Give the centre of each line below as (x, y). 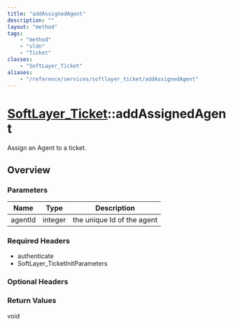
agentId (23, 220)
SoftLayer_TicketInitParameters (62, 264)
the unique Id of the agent (115, 220)
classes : (20, 60)
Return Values (32, 301)
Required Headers (38, 240)
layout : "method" (33, 27)
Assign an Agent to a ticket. (47, 148)
